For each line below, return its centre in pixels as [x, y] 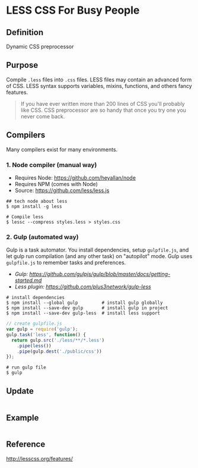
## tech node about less [37, 201]
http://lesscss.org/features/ [39, 458]
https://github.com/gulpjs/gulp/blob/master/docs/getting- [100, 274]
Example [23, 418]
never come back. [43, 116]
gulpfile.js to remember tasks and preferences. [66, 263]
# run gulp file [26, 368]
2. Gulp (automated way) [42, 237]
